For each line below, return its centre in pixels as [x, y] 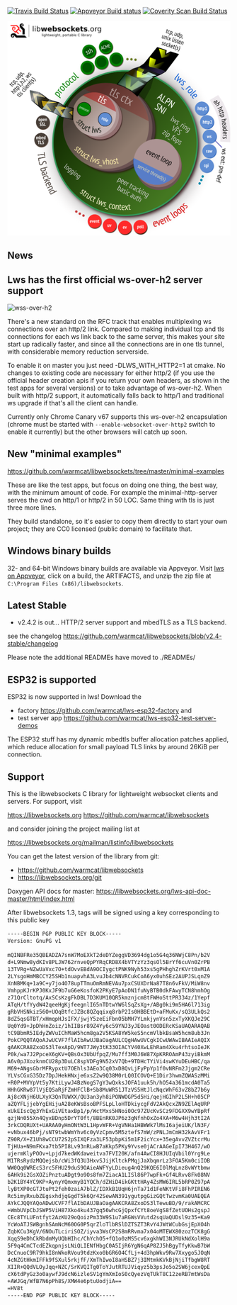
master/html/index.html [41, 899]
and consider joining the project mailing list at [74, 829]
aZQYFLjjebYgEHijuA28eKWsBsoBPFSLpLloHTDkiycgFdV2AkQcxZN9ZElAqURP [109, 1104]
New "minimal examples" [65, 454]
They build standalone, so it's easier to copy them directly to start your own [117, 521]
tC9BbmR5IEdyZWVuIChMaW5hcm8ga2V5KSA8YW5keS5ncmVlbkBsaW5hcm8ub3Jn [109, 1034]
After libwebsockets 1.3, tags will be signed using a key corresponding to [113, 913]
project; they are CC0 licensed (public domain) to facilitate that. [100, 529]
